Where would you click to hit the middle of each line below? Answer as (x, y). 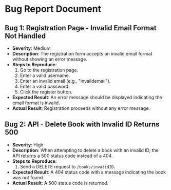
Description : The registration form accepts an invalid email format (82, 54)
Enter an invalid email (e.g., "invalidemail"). (65, 81)
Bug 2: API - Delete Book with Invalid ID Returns (82, 125)
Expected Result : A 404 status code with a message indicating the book (89, 172)
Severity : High (28, 145)
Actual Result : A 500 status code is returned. (60, 183)
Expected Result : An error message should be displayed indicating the (87, 97)
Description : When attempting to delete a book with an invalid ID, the (85, 150)
